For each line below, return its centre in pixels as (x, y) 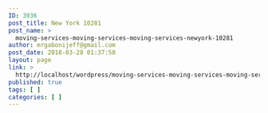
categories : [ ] (35, 97)
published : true (35, 82)
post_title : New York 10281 (55, 23)
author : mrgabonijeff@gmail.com (62, 45)
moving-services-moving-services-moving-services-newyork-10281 (124, 38)
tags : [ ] (25, 90)
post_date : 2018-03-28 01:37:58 (62, 53)
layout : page (30, 60)
